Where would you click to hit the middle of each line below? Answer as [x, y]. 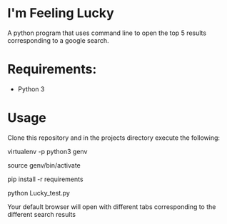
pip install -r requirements [45, 179]
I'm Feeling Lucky [61, 13]
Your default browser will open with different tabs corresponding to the [112, 207]
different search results [42, 214]
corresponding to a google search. [58, 40]
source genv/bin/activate [44, 165]
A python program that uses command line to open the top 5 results [107, 33]
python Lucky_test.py [39, 193]
